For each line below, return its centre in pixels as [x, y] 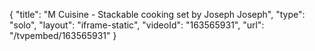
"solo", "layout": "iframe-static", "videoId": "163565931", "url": [137, 25]
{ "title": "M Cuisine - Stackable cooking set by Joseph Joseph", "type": [157, 14]
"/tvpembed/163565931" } [63, 35]
